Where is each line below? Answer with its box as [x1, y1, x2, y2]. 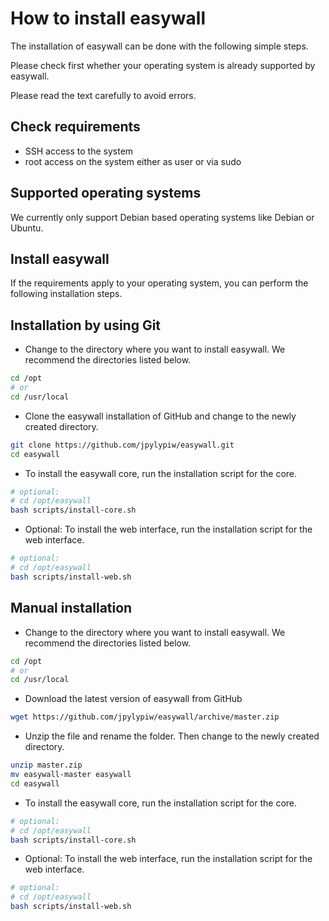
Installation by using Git [10, 317, 162, 334]
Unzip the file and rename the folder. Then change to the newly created [24, 730, 320, 742]
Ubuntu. [10, 222, 44, 234]
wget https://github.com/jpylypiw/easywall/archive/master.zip [10, 712, 280, 722]
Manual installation [10, 600, 133, 617]
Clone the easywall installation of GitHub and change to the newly [24, 410, 297, 422]
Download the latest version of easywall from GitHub [24, 693, 243, 705]
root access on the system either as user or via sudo [24, 155, 242, 167]
